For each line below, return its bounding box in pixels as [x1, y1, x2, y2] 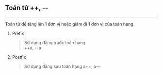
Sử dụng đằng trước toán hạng [24, 39, 86, 45]
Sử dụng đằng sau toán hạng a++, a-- [24, 63, 100, 69]
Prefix [12, 30, 24, 36]
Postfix [12, 54, 26, 60]
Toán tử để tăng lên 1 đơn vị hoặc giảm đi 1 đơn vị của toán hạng [5, 21, 133, 27]
